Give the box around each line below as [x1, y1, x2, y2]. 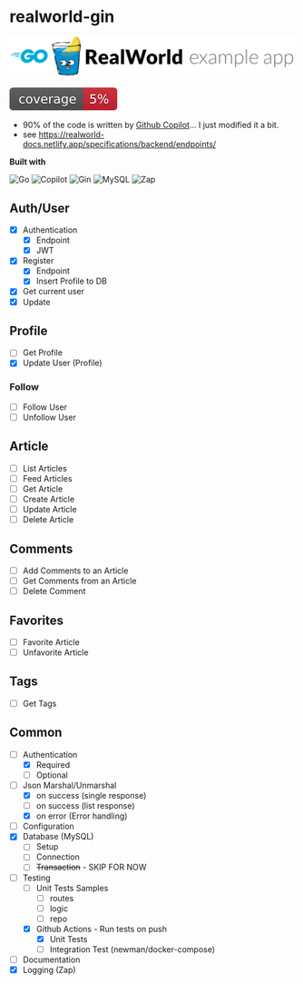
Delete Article [22, 514, 74, 525]
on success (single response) [35, 790, 147, 801]
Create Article [22, 493, 75, 504]
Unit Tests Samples [35, 882, 109, 893]
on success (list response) [35, 800, 135, 811]
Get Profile [22, 347, 64, 358]
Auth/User [9, 200, 70, 215]
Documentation [22, 954, 81, 965]
